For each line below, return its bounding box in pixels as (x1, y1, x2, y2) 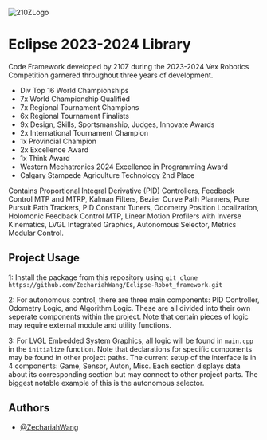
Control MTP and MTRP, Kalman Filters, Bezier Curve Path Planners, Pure (8, 194, 249, 203)
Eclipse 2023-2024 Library (8, 36, 191, 53)
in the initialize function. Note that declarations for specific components (8, 344, 253, 354)
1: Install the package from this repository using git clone (8, 272, 198, 282)
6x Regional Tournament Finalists (19, 111, 130, 120)
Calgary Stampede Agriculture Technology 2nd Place (19, 170, 195, 179)
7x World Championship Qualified (19, 94, 130, 104)
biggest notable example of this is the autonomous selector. (8, 378, 205, 387)
